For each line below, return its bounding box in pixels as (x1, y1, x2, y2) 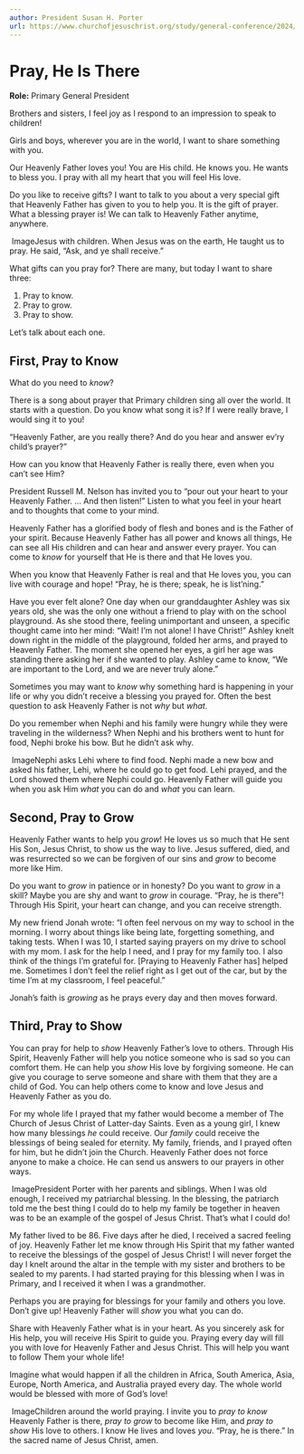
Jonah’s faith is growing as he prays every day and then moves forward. (9, 992, 278, 1003)
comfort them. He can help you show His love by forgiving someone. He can (9, 1061, 294, 1073)
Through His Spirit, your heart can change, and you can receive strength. (9, 900, 282, 911)
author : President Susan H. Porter (9, 13, 144, 23)
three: (9, 273, 32, 283)
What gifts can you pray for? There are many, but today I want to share (9, 263, 273, 274)
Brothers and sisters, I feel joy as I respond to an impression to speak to (9, 108, 277, 119)
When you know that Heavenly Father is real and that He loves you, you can (9, 569, 291, 580)
